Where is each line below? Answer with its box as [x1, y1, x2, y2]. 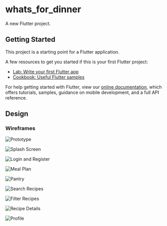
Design [5, 110, 29, 118]
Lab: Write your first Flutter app [12, 68, 79, 74]
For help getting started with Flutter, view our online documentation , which [5, 84, 162, 90]
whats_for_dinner [5, 4, 82, 15]
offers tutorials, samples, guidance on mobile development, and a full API [5, 89, 159, 95]
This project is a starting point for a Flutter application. [5, 48, 120, 55]
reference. [5, 94, 27, 101]
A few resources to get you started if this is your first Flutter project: [5, 59, 148, 65]
